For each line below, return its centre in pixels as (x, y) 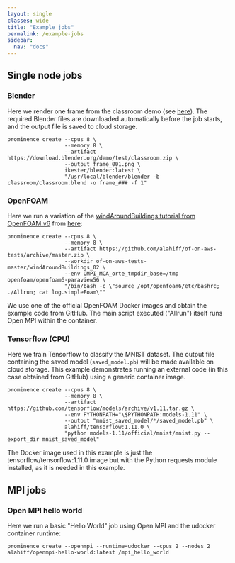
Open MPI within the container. (52, 320)
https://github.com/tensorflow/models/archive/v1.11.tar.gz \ (101, 408)
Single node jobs (45, 76)
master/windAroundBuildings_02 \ (57, 267)
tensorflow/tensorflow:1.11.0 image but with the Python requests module (112, 460)
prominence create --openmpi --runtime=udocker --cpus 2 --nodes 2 (109, 546)
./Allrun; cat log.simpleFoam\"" (57, 292)
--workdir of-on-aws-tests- (105, 261)
